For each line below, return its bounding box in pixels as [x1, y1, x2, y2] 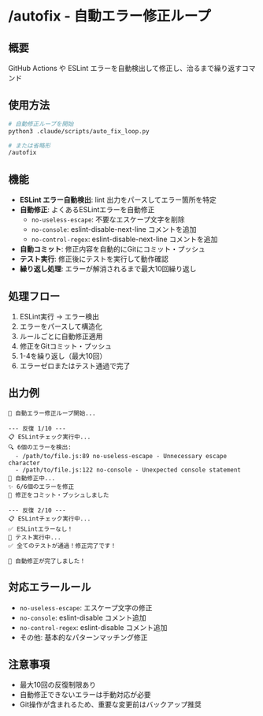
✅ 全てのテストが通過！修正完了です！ [8, 542, 117, 550]
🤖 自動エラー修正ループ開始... [8, 409, 96, 417]
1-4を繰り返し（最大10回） [19, 351, 107, 360]
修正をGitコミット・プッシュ [19, 341, 113, 351]
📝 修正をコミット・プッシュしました [8, 490, 109, 499]
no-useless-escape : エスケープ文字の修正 [19, 602, 153, 612]
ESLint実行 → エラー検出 [19, 311, 100, 321]
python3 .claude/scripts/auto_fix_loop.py [8, 127, 150, 135]
